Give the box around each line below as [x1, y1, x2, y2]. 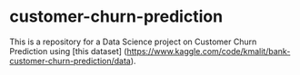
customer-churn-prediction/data [9, 55, 132, 66]
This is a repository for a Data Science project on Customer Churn [9, 36, 257, 47]
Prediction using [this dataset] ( [9, 45, 127, 56]
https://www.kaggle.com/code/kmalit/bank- [126, 45, 291, 56]
